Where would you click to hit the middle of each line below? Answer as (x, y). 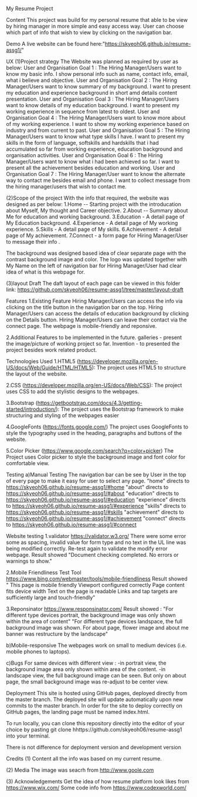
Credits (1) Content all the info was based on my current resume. (84, 758)
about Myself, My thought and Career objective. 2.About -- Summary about (97, 210)
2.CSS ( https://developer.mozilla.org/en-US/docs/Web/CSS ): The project (94, 385)
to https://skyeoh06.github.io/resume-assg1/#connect (71, 524)
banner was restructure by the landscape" (57, 634)
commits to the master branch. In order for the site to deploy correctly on (94, 705)
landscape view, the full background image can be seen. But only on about (96, 675)
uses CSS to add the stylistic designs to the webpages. (73, 391)
